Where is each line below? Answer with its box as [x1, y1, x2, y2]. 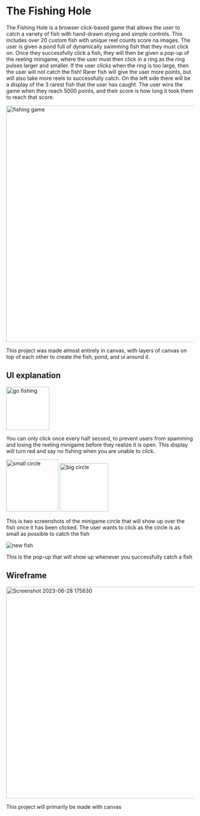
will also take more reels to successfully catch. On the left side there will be [6, 75, 191, 82]
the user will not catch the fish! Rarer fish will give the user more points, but [6, 68, 192, 75]
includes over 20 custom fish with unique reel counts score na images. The [6, 36, 190, 44]
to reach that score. [6, 94, 55, 101]
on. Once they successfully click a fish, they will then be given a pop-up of [6, 49, 189, 56]
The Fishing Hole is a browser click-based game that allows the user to [6, 24, 180, 31]
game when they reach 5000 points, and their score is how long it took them [6, 87, 193, 94]
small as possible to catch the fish [6, 530, 90, 537]
